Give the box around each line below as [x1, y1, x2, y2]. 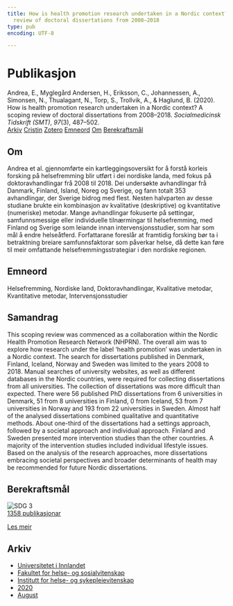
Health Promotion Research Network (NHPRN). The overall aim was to [7, 337, 207, 346]
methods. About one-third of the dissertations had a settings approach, [7, 419, 211, 427]
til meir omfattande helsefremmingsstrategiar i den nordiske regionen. [7, 246, 207, 254]
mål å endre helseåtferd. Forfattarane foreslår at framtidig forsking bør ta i [7, 231, 218, 239]
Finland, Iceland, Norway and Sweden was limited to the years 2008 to [7, 360, 209, 368]
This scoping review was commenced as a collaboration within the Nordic [7, 330, 218, 338]
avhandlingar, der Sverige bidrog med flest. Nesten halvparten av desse [7, 194, 213, 202]
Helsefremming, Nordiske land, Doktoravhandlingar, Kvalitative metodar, [7, 284, 213, 292]
